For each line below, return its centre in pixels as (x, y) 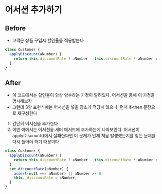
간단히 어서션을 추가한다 (35, 124)
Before (15, 28)
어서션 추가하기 (34, 10)
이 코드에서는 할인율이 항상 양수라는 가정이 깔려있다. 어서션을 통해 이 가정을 (83, 95)
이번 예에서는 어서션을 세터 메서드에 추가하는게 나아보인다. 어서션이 (76, 129)
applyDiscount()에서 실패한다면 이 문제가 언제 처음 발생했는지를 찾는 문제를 (84, 136)
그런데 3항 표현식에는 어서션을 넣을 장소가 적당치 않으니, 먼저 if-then (77, 107)
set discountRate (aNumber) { (39, 169)
